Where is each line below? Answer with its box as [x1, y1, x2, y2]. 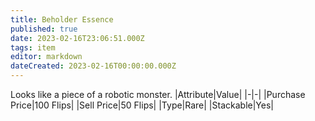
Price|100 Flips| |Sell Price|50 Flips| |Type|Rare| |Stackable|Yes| [10, 99, 274, 111]
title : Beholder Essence [10, 14, 114, 25]
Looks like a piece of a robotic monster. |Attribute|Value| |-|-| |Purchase [10, 89, 306, 100]
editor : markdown [10, 52, 83, 62]
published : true [10, 24, 78, 34]
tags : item [10, 42, 56, 53]
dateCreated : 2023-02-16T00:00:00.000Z [10, 61, 177, 71]
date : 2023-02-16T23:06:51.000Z [10, 33, 145, 43]
